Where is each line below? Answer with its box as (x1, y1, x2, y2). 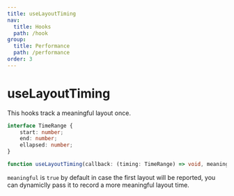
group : (7, 36, 26, 43)
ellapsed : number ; (19, 142, 73, 149)
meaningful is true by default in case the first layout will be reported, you (7, 173, 216, 181)
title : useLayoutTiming (7, 10, 77, 17)
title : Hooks (13, 23, 52, 30)
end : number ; (19, 135, 58, 142)
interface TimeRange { (7, 122, 73, 129)
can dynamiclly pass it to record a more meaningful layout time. (7, 181, 189, 189)
